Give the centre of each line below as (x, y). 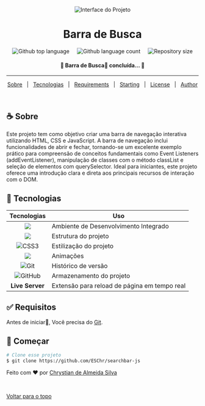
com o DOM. (22, 179)
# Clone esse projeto (34, 355)
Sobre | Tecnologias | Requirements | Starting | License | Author (103, 85)
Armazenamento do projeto (91, 275)
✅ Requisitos (31, 307)
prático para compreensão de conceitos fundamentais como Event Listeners (103, 153)
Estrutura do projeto (80, 236)
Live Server (27, 286)
